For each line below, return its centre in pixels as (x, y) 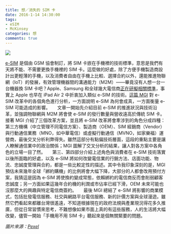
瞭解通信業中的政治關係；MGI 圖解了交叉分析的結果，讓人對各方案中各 (83, 145)
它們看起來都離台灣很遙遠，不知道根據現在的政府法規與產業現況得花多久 (85, 203)
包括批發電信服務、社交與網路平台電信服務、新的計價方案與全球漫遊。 (88, 196)
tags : (11, 19)
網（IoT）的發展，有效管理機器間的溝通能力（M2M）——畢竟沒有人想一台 (83, 82)
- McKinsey (17, 29)
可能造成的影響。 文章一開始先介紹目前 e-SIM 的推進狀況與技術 (84, 107)
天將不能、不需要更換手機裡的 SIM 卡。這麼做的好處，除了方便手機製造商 (82, 69)
